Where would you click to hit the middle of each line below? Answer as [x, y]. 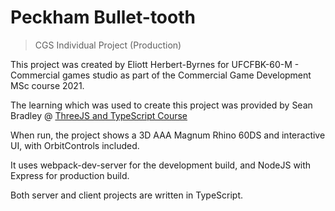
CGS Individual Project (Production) [108, 45]
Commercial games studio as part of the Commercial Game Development [161, 75]
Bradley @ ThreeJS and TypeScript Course [99, 115]
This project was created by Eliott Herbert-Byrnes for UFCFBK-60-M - [155, 64]
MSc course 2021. [47, 85]
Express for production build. [70, 175]
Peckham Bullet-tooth [103, 17]
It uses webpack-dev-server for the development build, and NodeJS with [161, 165]
